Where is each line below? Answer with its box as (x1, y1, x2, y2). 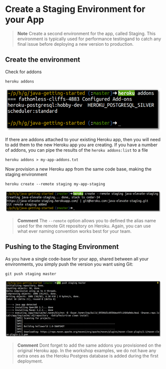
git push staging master (5, 271, 56, 277)
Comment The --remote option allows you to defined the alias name (17, 217, 156, 223)
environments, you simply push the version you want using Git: (5, 261, 134, 267)
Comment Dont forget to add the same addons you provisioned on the (17, 342, 162, 349)
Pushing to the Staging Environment (5, 243, 119, 251)
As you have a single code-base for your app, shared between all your (5, 256, 149, 262)
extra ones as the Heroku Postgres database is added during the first (17, 353, 159, 359)
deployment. (17, 358, 43, 364)
